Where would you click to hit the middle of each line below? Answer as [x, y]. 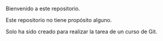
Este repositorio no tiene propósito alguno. [59, 20]
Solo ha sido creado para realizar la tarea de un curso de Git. [81, 31]
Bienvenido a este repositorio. [43, 9]
